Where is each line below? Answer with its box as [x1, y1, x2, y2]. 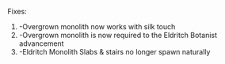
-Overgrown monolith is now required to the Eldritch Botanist [18, 31, 218, 40]
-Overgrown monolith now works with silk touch [18, 22, 176, 31]
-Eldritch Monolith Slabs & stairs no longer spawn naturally [18, 47, 211, 56]
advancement [18, 39, 64, 48]
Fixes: [7, 7, 27, 16]
